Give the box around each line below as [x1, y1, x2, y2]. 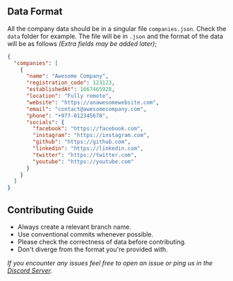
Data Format [7, 6, 63, 18]
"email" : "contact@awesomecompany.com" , [25, 105, 147, 112]
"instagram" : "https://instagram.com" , [32, 132, 150, 139]
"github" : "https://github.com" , [32, 138, 131, 145]
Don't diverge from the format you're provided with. [17, 245, 168, 253]
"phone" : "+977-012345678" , [25, 112, 109, 119]
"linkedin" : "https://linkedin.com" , [32, 145, 143, 153]
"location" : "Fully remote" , [25, 92, 112, 100]
